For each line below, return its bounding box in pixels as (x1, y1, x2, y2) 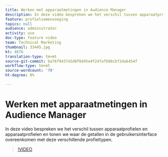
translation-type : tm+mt (5, 54, 57, 59)
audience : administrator (5, 26, 57, 31)
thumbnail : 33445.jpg (5, 45, 50, 50)
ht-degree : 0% (5, 73, 35, 78)
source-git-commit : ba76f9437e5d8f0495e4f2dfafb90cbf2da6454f (5, 59, 137, 64)
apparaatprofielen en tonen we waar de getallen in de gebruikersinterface (5, 131, 157, 137)
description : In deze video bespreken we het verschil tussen (5, 12, 137, 17)
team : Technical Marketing (5, 40, 61, 45)
